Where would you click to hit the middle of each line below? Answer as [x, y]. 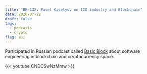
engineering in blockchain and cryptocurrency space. [60, 56]
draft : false [19, 19]
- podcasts [21, 28]
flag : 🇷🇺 [15, 37]
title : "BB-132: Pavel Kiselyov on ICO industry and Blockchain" [74, 10]
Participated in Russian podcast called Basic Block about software [73, 51]
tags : [11, 23]
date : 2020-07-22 [23, 14]
